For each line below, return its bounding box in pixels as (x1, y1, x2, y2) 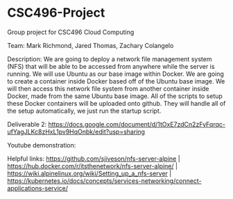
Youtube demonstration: (7, 141, 76, 149)
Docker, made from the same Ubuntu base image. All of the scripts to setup (7, 92, 223, 100)
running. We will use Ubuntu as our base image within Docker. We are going (7, 70, 224, 78)
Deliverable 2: (7, 120, 47, 128)
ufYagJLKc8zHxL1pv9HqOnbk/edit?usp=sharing (7, 127, 146, 136)
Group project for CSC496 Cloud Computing (7, 28, 135, 36)
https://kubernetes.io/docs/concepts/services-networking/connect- (7, 176, 202, 185)
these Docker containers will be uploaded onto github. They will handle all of (7, 99, 226, 107)
